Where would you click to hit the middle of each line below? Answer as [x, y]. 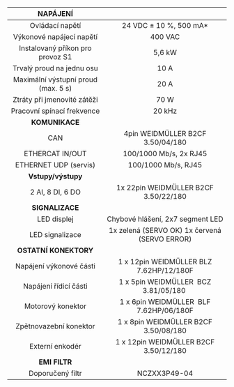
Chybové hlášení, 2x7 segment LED [165, 219]
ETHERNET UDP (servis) [55, 165]
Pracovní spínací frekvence [55, 111]
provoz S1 [55, 57]
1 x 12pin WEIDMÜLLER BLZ [165, 262]
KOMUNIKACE [55, 122]
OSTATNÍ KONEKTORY [55, 250]
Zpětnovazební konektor [55, 326]
